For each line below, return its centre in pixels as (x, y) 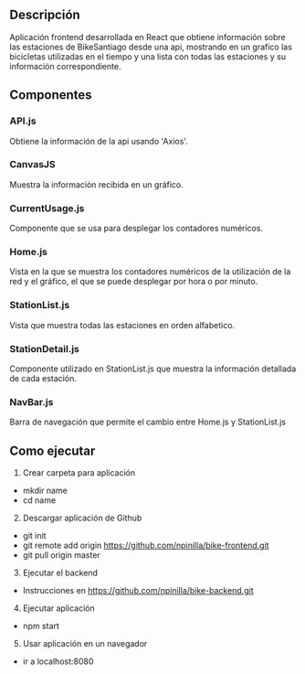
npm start (41, 626)
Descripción (45, 15)
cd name (39, 500)
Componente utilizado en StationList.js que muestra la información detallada (153, 369)
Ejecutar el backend (60, 573)
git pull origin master (61, 555)
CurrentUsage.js (47, 208)
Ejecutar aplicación (59, 608)
